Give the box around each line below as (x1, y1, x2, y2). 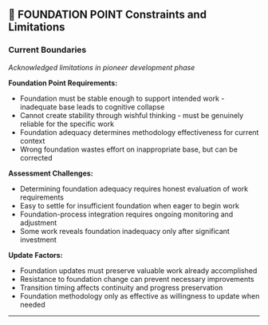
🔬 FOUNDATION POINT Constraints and (8, 8, 207, 22)
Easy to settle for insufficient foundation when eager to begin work (19, 200, 239, 210)
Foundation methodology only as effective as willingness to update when (19, 291, 260, 300)
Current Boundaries (8, 45, 87, 56)
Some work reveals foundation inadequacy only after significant (19, 226, 230, 236)
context (19, 136, 45, 145)
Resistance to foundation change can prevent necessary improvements (19, 274, 254, 283)
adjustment (19, 217, 57, 228)
